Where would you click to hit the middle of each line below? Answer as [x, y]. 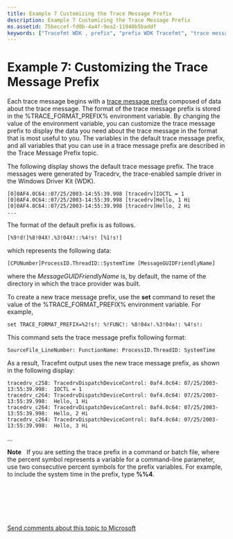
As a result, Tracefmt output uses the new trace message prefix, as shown [113, 363]
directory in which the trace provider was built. [74, 284]
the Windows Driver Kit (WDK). [51, 181]
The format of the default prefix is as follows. [71, 225]
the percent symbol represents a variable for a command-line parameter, [111, 460]
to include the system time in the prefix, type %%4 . [81, 474]
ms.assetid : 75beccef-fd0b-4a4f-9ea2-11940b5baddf [82, 26]
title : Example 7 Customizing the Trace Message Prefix [89, 14]
